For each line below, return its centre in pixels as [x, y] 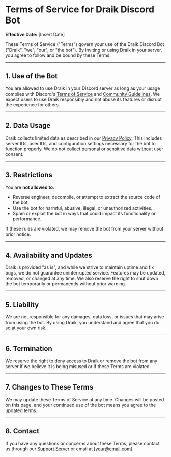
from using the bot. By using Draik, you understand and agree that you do [82, 322]
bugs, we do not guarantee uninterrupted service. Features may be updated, [85, 273]
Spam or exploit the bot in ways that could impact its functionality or [84, 214]
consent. [15, 154]
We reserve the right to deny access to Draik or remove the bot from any [81, 361]
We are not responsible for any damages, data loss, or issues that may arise [85, 317]
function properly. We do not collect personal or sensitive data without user [84, 149]
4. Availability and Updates [49, 255]
